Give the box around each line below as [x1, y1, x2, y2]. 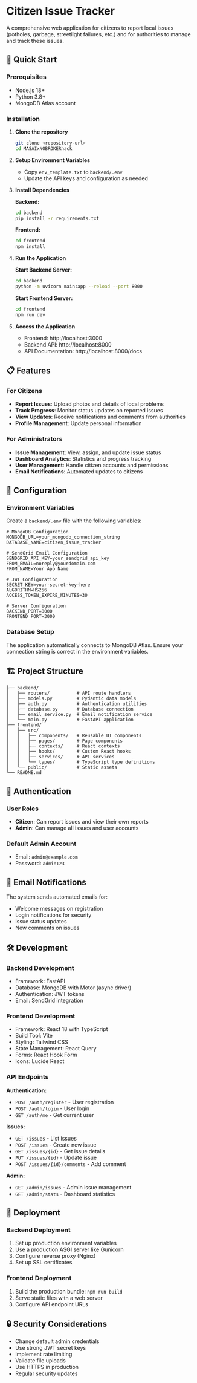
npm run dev [15, 311, 45, 318]
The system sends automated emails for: [6, 893, 108, 900]
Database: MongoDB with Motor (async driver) [15, 984, 132, 991]
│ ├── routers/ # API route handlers [6, 691, 131, 697]
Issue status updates [15, 918, 68, 925]
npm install [15, 244, 45, 250]
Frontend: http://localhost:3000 [24, 334, 103, 342]
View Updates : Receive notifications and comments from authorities [15, 413, 186, 421]
